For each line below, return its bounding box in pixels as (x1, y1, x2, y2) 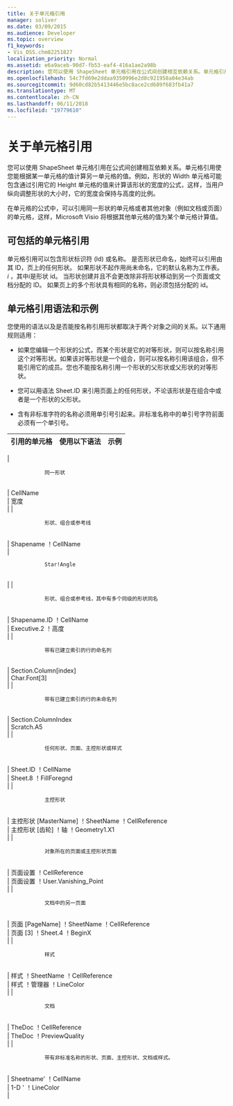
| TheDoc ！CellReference (7, 1023, 82, 1032)
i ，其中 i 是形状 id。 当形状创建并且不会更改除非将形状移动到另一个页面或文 (7, 272, 221, 280)
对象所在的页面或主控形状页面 (44, 848, 117, 855)
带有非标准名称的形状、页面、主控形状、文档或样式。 (44, 1055, 174, 1062)
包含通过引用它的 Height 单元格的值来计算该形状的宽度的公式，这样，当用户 (7, 180, 224, 189)
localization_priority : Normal (7, 55, 98, 62)
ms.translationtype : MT (7, 87, 76, 94)
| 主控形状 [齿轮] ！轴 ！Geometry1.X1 (7, 826, 114, 834)
